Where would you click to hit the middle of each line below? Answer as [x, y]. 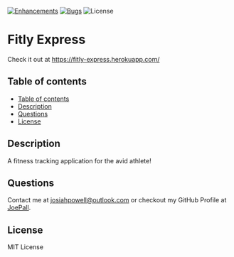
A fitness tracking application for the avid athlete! [79, 160]
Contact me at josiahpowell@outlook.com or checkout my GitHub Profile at [117, 200]
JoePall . [19, 208]
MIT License [26, 247]
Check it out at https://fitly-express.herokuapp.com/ [84, 59]
